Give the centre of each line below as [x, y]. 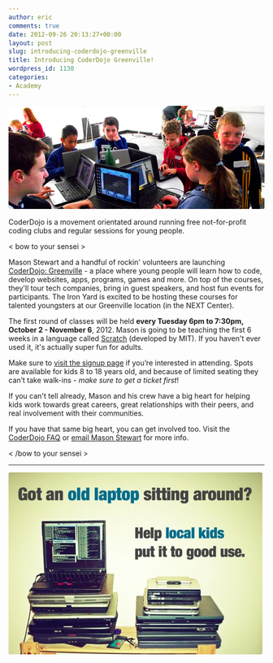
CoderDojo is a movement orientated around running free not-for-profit [128, 222]
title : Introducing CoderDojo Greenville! [81, 60]
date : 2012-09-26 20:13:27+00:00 [65, 34]
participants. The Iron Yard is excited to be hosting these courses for [123, 297]
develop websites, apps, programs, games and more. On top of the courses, [136, 280]
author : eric [30, 17]
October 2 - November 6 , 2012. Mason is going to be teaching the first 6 [130, 330]
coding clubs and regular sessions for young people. [97, 231]
